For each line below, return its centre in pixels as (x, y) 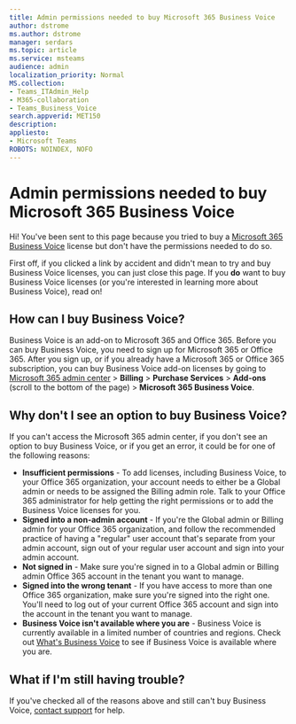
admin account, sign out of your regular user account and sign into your (153, 548)
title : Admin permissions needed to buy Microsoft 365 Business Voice (142, 17)
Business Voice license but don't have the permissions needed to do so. (141, 245)
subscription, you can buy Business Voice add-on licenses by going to (138, 369)
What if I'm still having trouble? (97, 679)
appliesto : (29, 133)
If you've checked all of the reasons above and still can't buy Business (138, 701)
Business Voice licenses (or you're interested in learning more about (134, 282)
